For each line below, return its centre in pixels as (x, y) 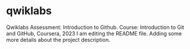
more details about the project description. (58, 40)
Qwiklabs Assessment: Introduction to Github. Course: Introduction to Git (95, 27)
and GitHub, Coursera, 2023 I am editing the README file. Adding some (94, 33)
